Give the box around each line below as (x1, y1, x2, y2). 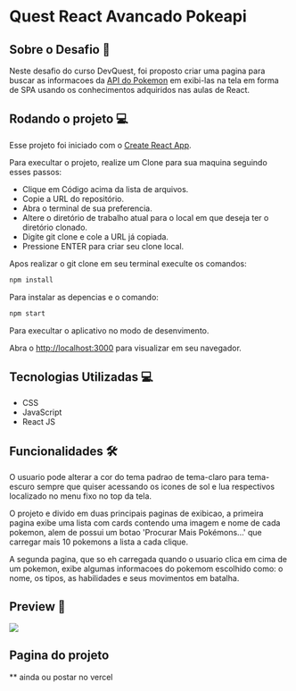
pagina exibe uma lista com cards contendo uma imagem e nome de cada (9, 518, 281, 528)
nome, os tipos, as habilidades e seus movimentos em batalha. (9, 573, 240, 584)
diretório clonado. (21, 222, 87, 232)
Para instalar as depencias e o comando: (9, 291, 159, 302)
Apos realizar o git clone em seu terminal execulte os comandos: (9, 257, 247, 269)
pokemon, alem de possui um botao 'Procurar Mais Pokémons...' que (9, 527, 262, 538)
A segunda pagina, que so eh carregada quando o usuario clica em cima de (9, 554, 288, 565)
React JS (21, 417, 56, 427)
